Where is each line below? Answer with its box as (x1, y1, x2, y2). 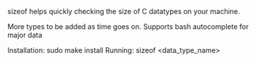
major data (7, 31, 43, 39)
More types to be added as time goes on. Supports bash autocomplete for (7, 22, 249, 31)
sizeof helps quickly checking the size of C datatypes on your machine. (7, 7, 240, 16)
